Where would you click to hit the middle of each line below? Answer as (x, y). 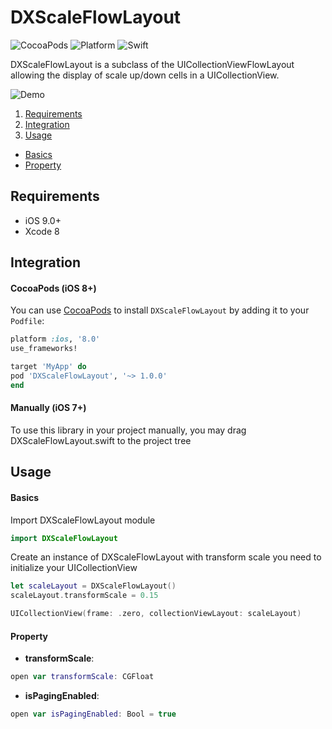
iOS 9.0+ (43, 220)
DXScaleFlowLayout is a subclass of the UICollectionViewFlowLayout (152, 64)
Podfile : (27, 321)
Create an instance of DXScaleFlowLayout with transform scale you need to (166, 557)
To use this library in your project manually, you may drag (128, 430)
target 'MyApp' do (48, 367)
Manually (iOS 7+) (48, 408)
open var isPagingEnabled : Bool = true (93, 714)
